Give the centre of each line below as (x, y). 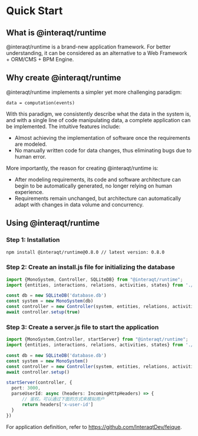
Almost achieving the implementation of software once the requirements (102, 137)
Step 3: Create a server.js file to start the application (82, 327)
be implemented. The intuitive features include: (63, 126)
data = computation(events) (41, 103)
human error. (30, 156)
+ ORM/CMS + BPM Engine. (40, 59)
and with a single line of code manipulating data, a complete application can (98, 120)
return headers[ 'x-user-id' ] (57, 404)
